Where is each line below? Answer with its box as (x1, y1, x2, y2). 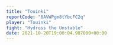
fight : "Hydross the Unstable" (6, 25, 83, 31)
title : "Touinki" (6, 8, 49, 15)
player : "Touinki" (6, 19, 51, 25)
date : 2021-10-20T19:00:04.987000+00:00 (6, 30, 108, 36)
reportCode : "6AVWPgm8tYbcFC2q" (6, 14, 86, 20)
